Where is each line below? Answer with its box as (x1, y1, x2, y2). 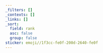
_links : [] (5, 17, 28, 22)
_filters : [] (5, 7, 33, 13)
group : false (10, 36, 37, 41)
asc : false (10, 31, 33, 36)
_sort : (5, 21, 19, 27)
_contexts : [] (5, 12, 35, 17)
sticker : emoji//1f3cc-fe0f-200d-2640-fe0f (5, 40, 98, 45)
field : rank (10, 26, 35, 31)
